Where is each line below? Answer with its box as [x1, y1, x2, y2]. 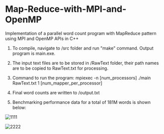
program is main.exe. [12, 50, 55, 56]
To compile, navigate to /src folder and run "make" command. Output [12, 45, 154, 51]
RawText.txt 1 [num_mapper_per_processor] [12, 80, 103, 86]
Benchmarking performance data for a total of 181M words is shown [12, 99, 151, 105]
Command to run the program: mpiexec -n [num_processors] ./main [12, 75, 151, 81]
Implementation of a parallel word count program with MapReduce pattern [5, 30, 157, 36]
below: [12, 104, 26, 110]
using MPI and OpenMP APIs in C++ [5, 36, 79, 42]
